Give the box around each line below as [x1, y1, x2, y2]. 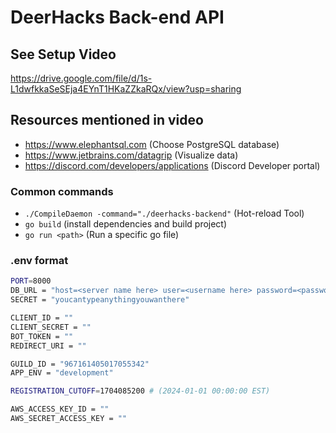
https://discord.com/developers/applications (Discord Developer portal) [24, 159, 321, 171]
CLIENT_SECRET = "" [10, 322, 92, 332]
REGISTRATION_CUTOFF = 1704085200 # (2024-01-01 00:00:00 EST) [10, 386, 271, 396]
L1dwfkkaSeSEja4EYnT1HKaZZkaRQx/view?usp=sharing [10, 83, 242, 95]
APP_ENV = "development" [10, 368, 114, 378]
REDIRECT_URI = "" [10, 341, 87, 351]
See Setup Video [10, 46, 117, 63]
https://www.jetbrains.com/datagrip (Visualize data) [24, 149, 239, 161]
